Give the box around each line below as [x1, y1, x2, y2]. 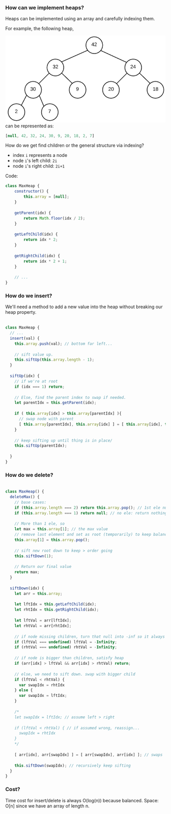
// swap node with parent [18, 417, 74, 422]
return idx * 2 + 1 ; [23, 259, 67, 264]
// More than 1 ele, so [14, 521, 65, 526]
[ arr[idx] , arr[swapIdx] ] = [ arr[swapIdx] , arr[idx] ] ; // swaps [14, 752, 163, 757]
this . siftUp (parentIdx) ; [14, 443, 67, 448]
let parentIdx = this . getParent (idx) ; [14, 400, 97, 405]
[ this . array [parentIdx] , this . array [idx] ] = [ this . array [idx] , [18, 422, 163, 427]
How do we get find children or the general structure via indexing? [5, 142, 144, 149]
